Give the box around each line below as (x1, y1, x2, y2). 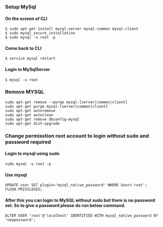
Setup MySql (5, 3, 37, 10)
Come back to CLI (5, 45, 42, 51)
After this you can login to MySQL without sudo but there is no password (5, 197, 155, 203)
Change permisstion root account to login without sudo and (5, 132, 149, 139)
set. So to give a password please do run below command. (5, 202, 126, 208)
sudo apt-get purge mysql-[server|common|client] (5, 104, 108, 109)
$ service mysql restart (5, 56, 56, 61)
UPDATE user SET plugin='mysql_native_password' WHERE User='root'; (5, 182, 147, 188)
